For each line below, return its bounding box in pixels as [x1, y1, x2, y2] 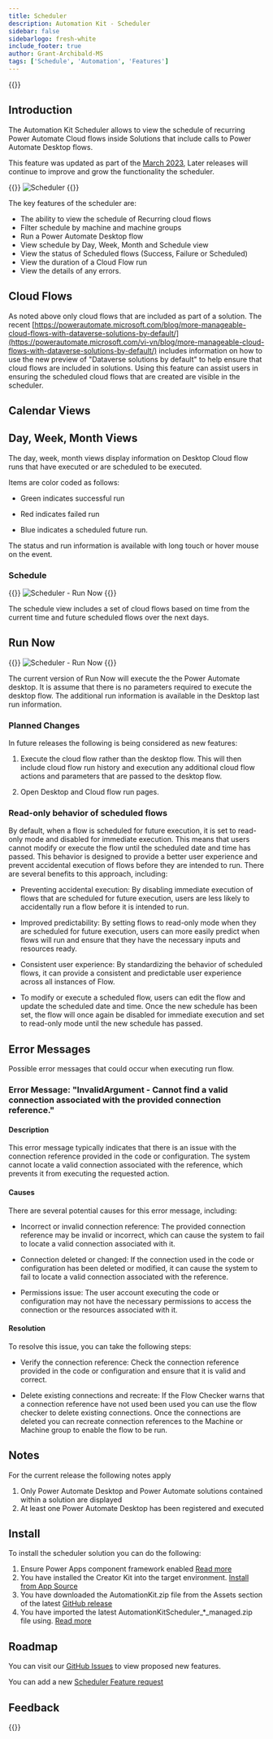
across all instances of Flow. [19, 977, 115, 987]
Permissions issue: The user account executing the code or [19, 1287, 219, 1297]
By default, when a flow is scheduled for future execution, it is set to [8, 826, 237, 835]
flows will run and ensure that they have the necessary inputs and [19, 935, 241, 945]
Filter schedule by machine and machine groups [19, 222, 182, 232]
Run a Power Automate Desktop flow [19, 231, 144, 241]
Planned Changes [8, 720, 80, 731]
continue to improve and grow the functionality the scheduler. [8, 166, 215, 176]
